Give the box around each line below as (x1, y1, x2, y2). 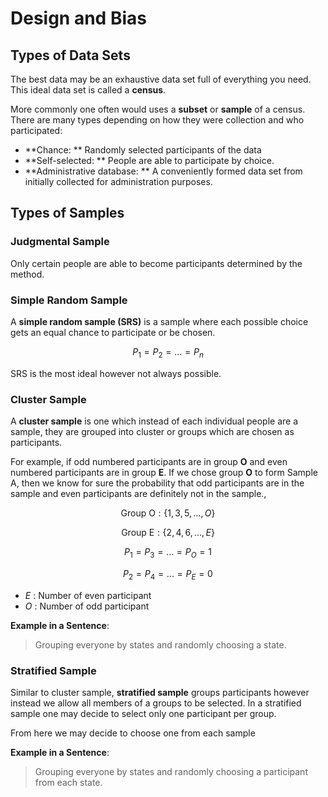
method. (10, 268, 45, 280)
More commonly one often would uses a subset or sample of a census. (10, 103, 306, 115)
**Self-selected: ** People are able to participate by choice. (24, 155, 275, 166)
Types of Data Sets (10, 47, 131, 64)
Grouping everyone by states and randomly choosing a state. (34, 638, 287, 651)
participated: (10, 125, 63, 136)
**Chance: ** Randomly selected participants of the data (24, 144, 262, 156)
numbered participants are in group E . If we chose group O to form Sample (10, 467, 318, 479)
